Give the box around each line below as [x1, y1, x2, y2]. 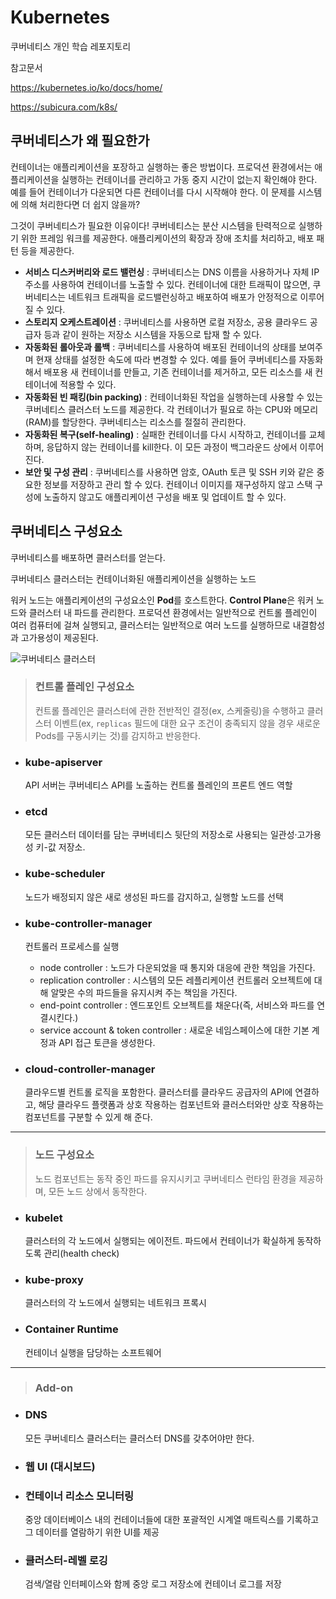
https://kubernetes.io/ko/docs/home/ [10, 81, 163, 93]
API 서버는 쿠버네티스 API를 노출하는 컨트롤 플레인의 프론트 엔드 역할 [24, 779, 293, 791]
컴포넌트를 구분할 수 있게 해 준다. [24, 1111, 153, 1123]
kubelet [24, 1211, 63, 1225]
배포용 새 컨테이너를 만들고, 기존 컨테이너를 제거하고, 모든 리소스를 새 [43, 366, 313, 378]
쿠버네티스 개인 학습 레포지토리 [10, 40, 132, 52]
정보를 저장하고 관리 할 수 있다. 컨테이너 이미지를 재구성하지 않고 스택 [43, 478, 313, 490]
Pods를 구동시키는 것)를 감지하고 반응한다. [34, 729, 201, 741]
